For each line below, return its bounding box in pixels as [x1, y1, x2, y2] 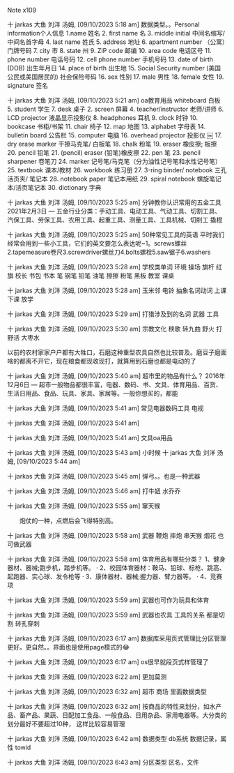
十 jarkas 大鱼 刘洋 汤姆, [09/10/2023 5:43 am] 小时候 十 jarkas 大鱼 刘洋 [7, 449, 216, 456]
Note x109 [7, 6, 37, 14]
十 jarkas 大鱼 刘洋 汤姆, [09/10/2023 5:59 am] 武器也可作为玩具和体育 [7, 596, 210, 604]
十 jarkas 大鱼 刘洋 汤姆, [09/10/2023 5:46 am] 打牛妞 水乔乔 [7, 487, 181, 495]
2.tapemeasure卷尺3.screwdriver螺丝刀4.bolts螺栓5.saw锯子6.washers [7, 248, 211, 256]
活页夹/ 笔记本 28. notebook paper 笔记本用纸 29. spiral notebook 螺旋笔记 [7, 174, 221, 183]
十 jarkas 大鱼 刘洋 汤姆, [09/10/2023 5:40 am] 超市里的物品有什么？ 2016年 [7, 372, 226, 380]
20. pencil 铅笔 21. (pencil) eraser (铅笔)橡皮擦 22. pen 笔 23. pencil [7, 149, 201, 156]
